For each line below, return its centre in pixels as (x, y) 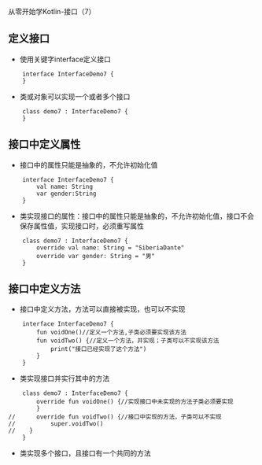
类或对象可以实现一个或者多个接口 (75, 96)
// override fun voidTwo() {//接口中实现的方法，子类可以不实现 (115, 417)
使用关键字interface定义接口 (65, 59)
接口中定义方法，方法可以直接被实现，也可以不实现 (102, 309)
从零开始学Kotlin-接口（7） (52, 11)
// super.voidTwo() (56, 424)
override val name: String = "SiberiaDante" (111, 247)
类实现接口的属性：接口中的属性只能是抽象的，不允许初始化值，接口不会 (137, 216)
